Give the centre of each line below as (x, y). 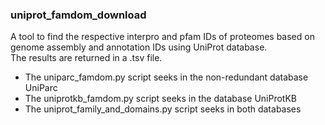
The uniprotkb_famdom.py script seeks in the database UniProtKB (160, 99)
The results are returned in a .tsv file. (86, 58)
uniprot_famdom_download (78, 15)
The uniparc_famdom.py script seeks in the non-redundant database (166, 77)
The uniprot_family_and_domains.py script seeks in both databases (163, 109)
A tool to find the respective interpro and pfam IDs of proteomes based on (162, 37)
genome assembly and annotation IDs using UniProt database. (139, 47)
